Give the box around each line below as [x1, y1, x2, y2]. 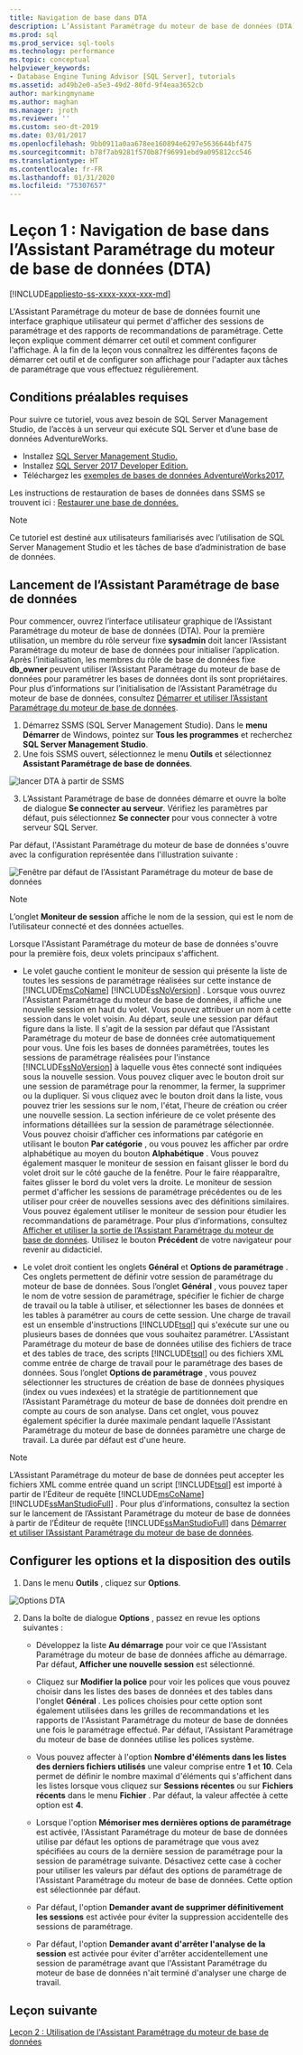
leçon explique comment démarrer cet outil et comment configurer [9, 335, 257, 346]
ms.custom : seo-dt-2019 [9, 123, 99, 132]
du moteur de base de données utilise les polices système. [35, 1733, 255, 1745]
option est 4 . [35, 1799, 84, 1810]
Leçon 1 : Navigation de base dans [9, 221, 270, 240]
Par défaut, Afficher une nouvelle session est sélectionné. [35, 1658, 255, 1669]
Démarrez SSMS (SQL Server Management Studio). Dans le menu [22, 720, 268, 731]
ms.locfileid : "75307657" [9, 182, 106, 191]
